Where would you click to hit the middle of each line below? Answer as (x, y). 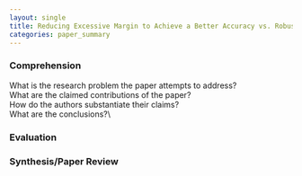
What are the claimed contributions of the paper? (100, 94)
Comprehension (45, 66)
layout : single (38, 18)
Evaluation (33, 137)
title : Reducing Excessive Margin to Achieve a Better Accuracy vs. (140, 26)
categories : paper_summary (60, 34)
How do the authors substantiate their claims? (94, 104)
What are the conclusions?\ (60, 114)
